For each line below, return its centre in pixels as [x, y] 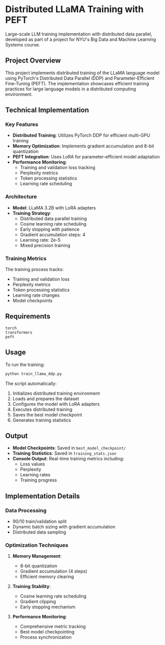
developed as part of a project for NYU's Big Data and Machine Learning [81, 39]
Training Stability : [32, 586]
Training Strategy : [32, 213]
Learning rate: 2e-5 [40, 240]
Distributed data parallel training [53, 219]
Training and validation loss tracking [58, 168]
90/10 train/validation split [40, 521]
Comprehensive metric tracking [53, 626]
